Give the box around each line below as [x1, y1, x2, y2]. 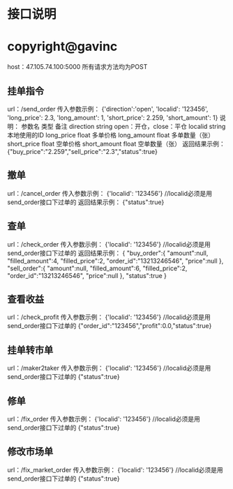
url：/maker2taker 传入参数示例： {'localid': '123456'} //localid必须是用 [7, 364, 211, 373]
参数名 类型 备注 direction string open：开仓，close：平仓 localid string [20, 122, 226, 130]
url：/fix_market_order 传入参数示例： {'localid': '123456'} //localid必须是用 [7, 465, 223, 474]
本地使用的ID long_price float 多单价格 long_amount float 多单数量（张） [7, 130, 215, 139]
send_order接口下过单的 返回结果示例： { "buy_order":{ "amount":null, [7, 249, 209, 257]
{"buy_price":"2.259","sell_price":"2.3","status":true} [7, 147, 158, 155]
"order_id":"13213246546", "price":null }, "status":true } [7, 271, 167, 279]
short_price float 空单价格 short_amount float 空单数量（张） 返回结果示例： [7, 139, 225, 148]
